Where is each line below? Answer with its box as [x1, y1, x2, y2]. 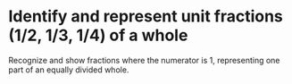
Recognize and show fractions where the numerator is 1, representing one [8, 55, 280, 65]
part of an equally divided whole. [8, 64, 129, 75]
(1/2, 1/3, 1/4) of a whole [8, 25, 188, 46]
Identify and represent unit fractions [8, 6, 283, 27]
